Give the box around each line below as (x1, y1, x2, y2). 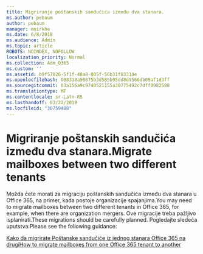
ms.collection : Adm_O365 (6, 60, 69, 66)
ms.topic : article (6, 43, 53, 49)
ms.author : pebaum (6, 15, 53, 21)
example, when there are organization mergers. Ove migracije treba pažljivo (6, 210, 196, 217)
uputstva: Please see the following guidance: (6, 223, 117, 230)
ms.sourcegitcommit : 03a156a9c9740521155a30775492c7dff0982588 (6, 83, 170, 89)
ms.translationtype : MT (6, 88, 67, 94)
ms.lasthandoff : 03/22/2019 (6, 99, 78, 105)
